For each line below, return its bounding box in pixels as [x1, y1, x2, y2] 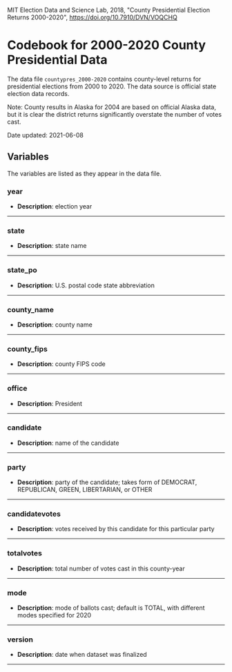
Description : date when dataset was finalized [17, 651, 147, 659]
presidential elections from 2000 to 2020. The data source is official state [7, 82, 217, 90]
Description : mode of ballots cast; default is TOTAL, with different [17, 604, 205, 612]
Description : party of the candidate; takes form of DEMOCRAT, [17, 478, 197, 486]
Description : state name [17, 242, 87, 250]
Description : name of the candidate [17, 439, 119, 447]
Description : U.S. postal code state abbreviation [17, 281, 155, 289]
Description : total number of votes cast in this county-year [17, 564, 185, 573]
